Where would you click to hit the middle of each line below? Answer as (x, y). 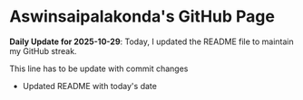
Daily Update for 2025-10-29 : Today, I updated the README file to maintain (152, 41)
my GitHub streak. (43, 50)
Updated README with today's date (89, 86)
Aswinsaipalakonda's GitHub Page (142, 17)
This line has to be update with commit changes (99, 68)
